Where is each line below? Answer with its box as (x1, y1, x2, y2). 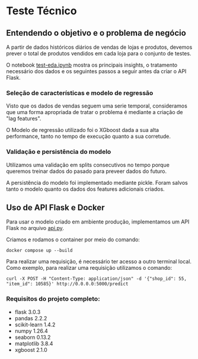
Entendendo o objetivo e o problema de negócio (6, 28, 187, 38)
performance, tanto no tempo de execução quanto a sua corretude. (6, 133, 171, 140)
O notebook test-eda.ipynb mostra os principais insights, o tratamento (6, 61, 178, 68)
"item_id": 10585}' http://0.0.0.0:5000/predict (6, 281, 129, 287)
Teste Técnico (6, 4, 77, 18)
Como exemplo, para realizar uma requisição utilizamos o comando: (6, 264, 173, 272)
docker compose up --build (6, 248, 73, 254)
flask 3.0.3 (14, 308, 41, 316)
